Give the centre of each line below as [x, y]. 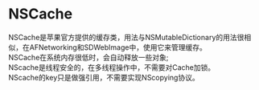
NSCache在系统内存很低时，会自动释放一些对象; [88, 57]
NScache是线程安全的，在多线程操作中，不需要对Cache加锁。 [112, 67]
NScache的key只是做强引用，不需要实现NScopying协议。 [104, 77]
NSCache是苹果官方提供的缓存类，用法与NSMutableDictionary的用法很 [126, 37]
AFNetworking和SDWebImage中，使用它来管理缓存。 [118, 47]
